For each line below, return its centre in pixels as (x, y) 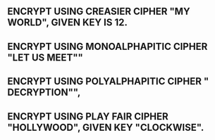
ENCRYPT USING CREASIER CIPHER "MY (99, 12)
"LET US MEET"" (45, 57)
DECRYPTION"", (44, 93)
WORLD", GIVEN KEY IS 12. (68, 23)
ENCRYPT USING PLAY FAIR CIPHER (88, 116)
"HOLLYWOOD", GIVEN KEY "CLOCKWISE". (106, 127)
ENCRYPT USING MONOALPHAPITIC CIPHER (107, 46)
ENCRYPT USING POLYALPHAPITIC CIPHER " (108, 81)
